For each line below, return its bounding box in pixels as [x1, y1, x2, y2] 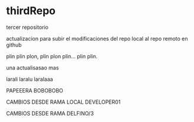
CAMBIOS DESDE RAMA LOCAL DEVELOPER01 [6, 98, 121, 105]
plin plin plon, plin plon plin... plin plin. [6, 52, 98, 60]
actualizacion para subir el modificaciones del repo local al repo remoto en [6, 35, 188, 42]
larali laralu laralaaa [6, 75, 53, 83]
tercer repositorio [6, 24, 48, 31]
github [6, 41, 22, 48]
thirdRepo [6, 4, 56, 18]
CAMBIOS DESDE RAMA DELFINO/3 [6, 110, 94, 117]
